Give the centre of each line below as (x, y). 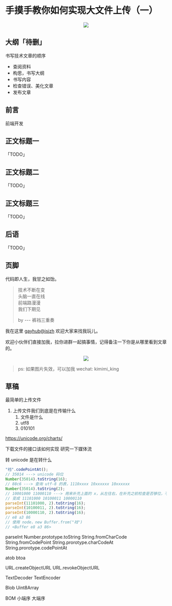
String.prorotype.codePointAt (36, 547)
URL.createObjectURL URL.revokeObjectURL (52, 567)
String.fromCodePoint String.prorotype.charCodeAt (59, 542)
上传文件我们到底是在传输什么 (44, 411)
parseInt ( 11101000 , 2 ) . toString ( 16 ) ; (46, 503)
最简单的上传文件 (23, 400)
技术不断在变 (31, 290)
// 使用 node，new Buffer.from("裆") (44, 522)
